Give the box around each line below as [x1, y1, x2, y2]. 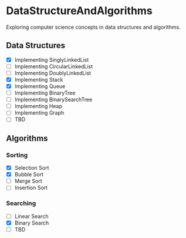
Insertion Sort [14, 184, 48, 192]
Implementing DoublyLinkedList [14, 69, 92, 76]
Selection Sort [14, 165, 49, 172]
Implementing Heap [14, 103, 63, 110]
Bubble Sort [14, 171, 44, 178]
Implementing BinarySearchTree [14, 96, 93, 103]
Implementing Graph [14, 109, 65, 116]
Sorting [6, 151, 28, 159]
